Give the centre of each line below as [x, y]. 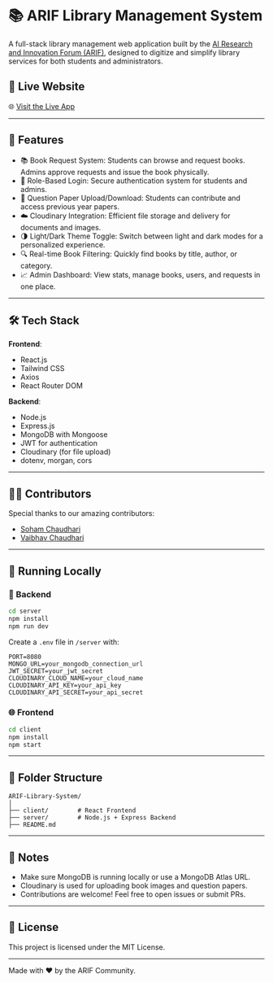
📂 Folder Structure [56, 778]
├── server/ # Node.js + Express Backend [92, 818]
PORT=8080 [25, 657]
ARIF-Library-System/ [45, 797]
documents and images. [61, 227]
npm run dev [28, 626]
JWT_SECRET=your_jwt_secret [56, 671]
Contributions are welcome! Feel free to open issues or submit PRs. [133, 894]
